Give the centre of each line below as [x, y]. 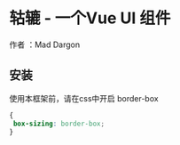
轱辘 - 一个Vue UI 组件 [90, 18]
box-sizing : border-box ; [59, 124]
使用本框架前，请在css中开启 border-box [84, 98]
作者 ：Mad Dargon [45, 44]
